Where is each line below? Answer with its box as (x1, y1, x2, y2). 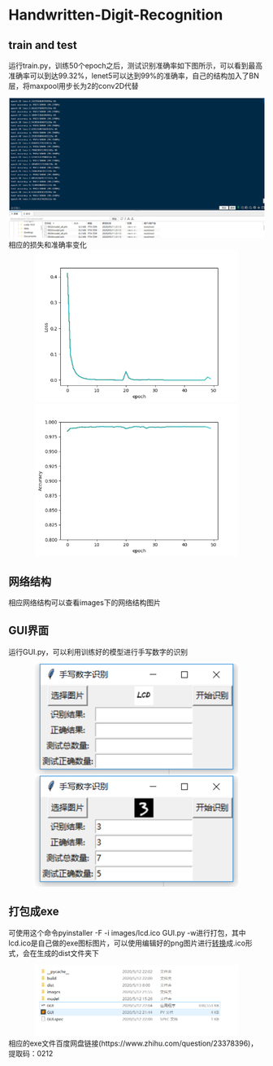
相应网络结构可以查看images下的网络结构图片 (8, 597, 161, 608)
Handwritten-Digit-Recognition (8, 6, 223, 24)
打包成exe (8, 905, 59, 919)
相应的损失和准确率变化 (8, 240, 87, 250)
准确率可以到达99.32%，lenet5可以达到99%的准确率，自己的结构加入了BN (8, 71, 260, 81)
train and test (8, 38, 77, 52)
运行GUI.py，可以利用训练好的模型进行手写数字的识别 (8, 647, 188, 656)
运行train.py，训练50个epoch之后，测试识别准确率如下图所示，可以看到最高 (8, 61, 263, 70)
